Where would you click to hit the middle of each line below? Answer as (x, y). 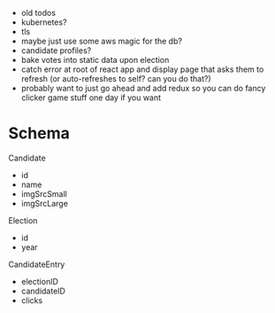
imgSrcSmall (44, 193)
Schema (39, 133)
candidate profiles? (56, 51)
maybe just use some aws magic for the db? (102, 41)
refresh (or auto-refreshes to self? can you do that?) (116, 78)
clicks (32, 300)
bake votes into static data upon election (95, 60)
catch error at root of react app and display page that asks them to (142, 69)
